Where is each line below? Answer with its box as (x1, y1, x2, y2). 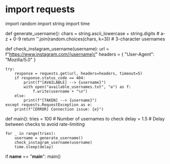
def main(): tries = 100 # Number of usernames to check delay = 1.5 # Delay (5, 115, 165, 122)
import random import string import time (5, 20, 90, 27)
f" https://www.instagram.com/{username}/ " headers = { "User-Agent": (5, 51, 155, 57)
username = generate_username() (14, 135, 83, 140)
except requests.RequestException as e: (5, 102, 93, 107)
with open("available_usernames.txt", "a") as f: (23, 84, 131, 89)
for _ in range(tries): (5, 131, 56, 136)
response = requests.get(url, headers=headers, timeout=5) (14, 71, 143, 76)
